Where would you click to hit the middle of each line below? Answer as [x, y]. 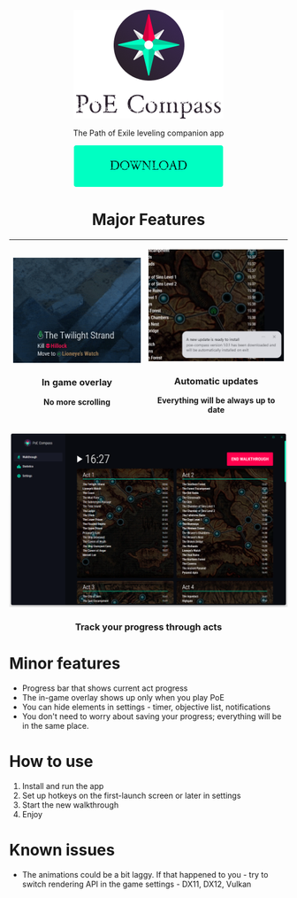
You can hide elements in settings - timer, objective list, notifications [146, 707]
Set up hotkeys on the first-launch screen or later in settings [131, 795]
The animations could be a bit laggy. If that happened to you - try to [145, 874]
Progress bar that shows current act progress [105, 688]
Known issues [62, 850]
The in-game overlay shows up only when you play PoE [123, 697]
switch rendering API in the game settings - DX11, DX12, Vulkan [137, 884]
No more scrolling [77, 402]
